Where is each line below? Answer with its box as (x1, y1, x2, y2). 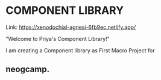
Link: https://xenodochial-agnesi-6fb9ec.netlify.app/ (5, 23, 136, 31)
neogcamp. (5, 64, 49, 75)
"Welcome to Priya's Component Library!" (5, 35, 110, 42)
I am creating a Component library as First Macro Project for (5, 46, 155, 54)
